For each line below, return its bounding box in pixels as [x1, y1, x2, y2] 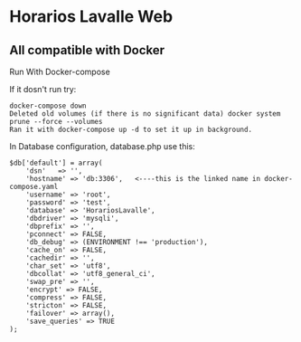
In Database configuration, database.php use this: [9, 141, 196, 151]
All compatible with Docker [9, 43, 165, 58]
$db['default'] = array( [9, 158, 103, 167]
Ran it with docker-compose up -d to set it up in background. [9, 125, 253, 134]
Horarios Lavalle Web [9, 6, 174, 27]
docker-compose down [9, 101, 88, 110]
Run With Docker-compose [9, 66, 110, 77]
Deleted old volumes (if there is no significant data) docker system [9, 109, 281, 119]
